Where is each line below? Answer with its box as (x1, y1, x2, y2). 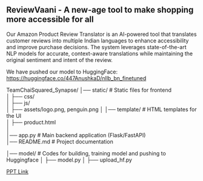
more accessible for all (6, 15, 94, 25)
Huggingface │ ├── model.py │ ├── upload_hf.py (6, 156, 132, 163)
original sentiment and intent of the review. (6, 56, 113, 63)
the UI (6, 112, 22, 119)
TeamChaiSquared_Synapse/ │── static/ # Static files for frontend (6, 86, 171, 94)
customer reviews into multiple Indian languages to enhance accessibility (6, 36, 189, 44)
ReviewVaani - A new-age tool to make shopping (6, 5, 194, 15)
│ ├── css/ (6, 92, 35, 100)
